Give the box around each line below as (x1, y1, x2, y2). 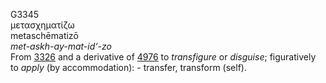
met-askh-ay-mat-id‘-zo (10, 40, 112, 52)
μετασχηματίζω (10, 19, 75, 31)
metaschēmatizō (10, 30, 79, 41)
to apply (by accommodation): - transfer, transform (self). (10, 62, 247, 73)
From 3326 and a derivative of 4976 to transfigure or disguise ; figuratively (10, 51, 317, 63)
